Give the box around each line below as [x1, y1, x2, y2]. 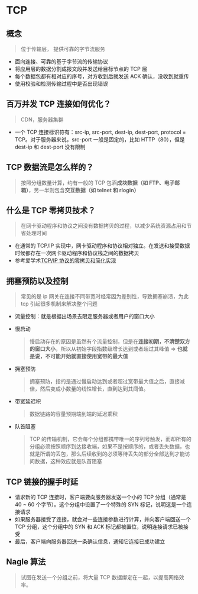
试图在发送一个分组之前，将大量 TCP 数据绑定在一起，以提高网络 [20, 573, 179, 580]
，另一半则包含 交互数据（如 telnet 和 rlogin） [28, 186, 139, 193]
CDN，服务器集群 [20, 116, 64, 123]
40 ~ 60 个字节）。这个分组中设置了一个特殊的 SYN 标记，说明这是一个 [14, 501, 187, 508]
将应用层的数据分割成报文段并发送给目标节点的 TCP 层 [14, 66, 148, 72]
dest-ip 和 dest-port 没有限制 [14, 143, 86, 150]
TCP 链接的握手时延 [6, 477, 79, 487]
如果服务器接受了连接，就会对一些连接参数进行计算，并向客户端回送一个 [14, 516, 191, 523]
